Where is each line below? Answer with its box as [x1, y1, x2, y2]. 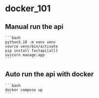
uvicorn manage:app [5, 52, 45, 57]
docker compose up [5, 87, 43, 92]
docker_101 [5, 3, 51, 14]
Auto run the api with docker [5, 70, 94, 78]
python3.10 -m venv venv [5, 40, 56, 45]
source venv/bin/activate [5, 44, 58, 49]
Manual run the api [5, 23, 64, 31]
